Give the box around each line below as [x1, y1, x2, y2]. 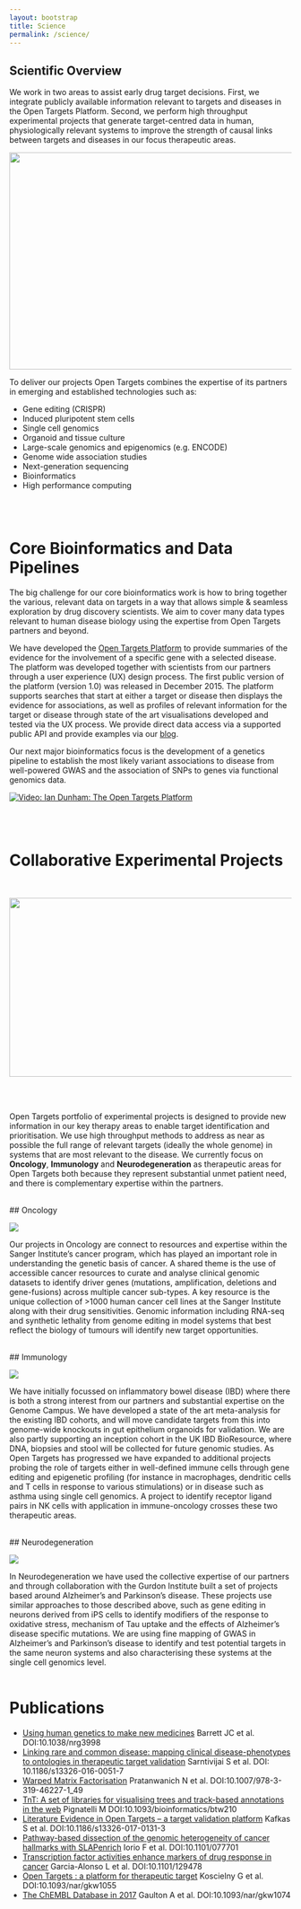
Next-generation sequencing [21, 461, 129, 472]
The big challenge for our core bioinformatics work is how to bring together [9, 587, 288, 598]
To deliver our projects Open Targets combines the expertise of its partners [9, 377, 288, 388]
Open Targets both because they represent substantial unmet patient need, [9, 1169, 287, 1179]
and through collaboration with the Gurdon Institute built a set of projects [9, 1581, 279, 1591]
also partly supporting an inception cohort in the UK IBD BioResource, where [9, 1433, 292, 1445]
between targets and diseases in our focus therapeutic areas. [9, 135, 236, 145]
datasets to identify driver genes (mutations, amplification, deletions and [9, 1277, 278, 1288]
